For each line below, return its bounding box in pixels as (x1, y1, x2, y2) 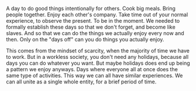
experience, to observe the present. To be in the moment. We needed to (6, 17, 180, 24)
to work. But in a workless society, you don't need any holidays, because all (6, 54, 189, 60)
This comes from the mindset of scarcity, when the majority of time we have (6, 47, 190, 54)
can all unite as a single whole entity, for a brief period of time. (6, 78, 157, 85)
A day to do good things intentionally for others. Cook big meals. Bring (6, 5, 176, 12)
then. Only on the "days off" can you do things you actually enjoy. (6, 36, 164, 43)
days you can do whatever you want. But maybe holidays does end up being (6, 60, 190, 66)
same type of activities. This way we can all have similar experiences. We (6, 72, 183, 79)
